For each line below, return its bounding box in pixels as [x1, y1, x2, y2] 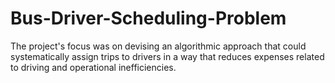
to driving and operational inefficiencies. [10, 61, 177, 73]
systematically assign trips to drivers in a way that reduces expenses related [10, 50, 325, 62]
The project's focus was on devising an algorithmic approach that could [10, 40, 307, 52]
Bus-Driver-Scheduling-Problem [10, 7, 287, 30]
